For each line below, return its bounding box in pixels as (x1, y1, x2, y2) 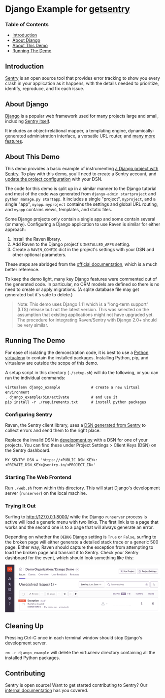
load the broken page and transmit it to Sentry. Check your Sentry (5, 549, 139, 555)
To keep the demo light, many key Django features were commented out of (5, 276, 157, 282)
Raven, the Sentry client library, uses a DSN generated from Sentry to (5, 422, 146, 428)
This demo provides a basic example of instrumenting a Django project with (5, 165, 159, 171)
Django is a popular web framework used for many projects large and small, (5, 113, 159, 119)
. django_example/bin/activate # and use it (5, 395, 118, 400)
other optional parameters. (12, 252, 66, 257)
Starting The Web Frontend (5, 474, 71, 480)
